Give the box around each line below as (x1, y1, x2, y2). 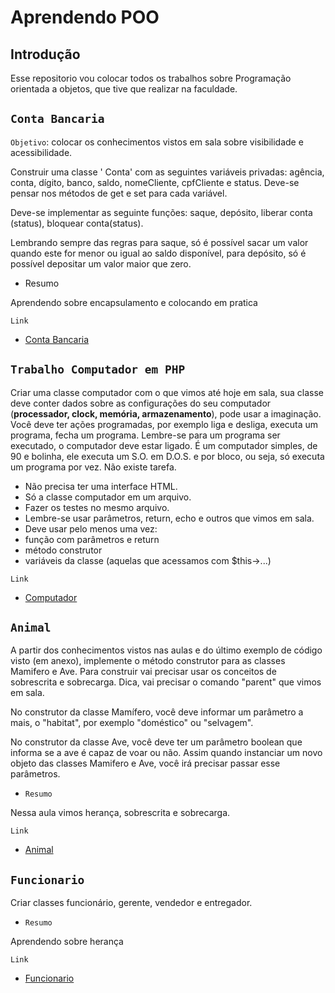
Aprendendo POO (10, 6, 160, 29)
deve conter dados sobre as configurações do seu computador (10, 397, 272, 409)
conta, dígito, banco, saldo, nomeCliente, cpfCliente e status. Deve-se (10, 176, 300, 188)
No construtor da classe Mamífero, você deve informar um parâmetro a (10, 706, 304, 718)
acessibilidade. (10, 146, 73, 158)
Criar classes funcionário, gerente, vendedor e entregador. (10, 897, 253, 909)
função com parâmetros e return (24, 533, 160, 545)
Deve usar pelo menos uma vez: (24, 522, 158, 535)
